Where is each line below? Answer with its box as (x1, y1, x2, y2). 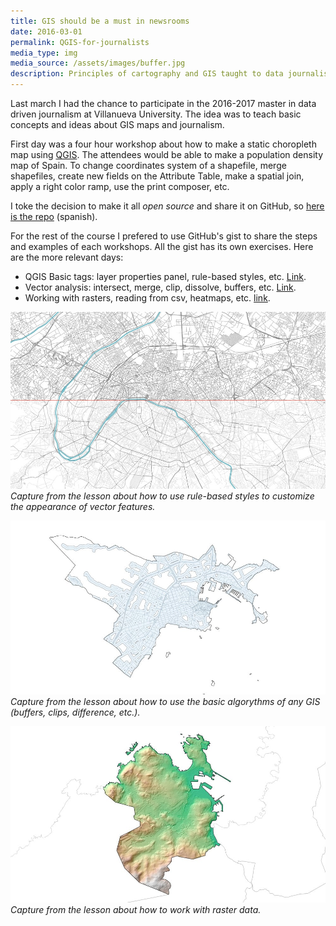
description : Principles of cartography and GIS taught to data (10, 69, 284, 79)
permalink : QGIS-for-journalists (10, 37, 150, 47)
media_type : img (10, 48, 78, 58)
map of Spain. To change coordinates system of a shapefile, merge (10, 160, 287, 171)
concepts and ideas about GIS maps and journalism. (10, 119, 225, 130)
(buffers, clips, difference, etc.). (10, 706, 141, 718)
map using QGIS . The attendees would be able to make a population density (10, 149, 324, 160)
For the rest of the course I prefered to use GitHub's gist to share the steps (10, 230, 318, 242)
